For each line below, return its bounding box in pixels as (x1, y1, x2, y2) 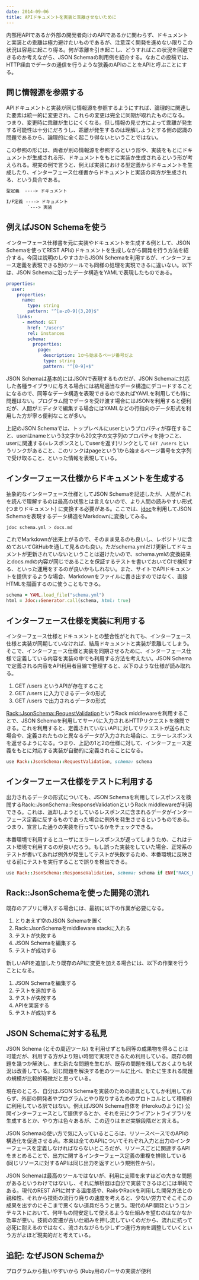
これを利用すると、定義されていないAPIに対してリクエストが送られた (21, 725, 191, 731)
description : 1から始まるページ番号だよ (43, 353, 133, 359)
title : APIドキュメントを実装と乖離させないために (6, 14, 117, 20)
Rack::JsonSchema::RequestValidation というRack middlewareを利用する (6, 710, 184, 717)
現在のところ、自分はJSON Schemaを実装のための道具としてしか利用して (6, 1088, 187, 1095)
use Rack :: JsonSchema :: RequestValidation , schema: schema (6, 759, 152, 765)
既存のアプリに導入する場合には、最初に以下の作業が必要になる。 (6, 905, 167, 912)
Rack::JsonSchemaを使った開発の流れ (6, 888, 150, 898)
